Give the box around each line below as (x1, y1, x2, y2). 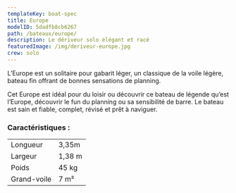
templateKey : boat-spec (7, 10, 77, 18)
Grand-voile (11, 174, 51, 184)
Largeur (11, 151, 37, 161)
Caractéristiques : (7, 123, 70, 132)
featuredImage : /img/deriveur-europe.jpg (7, 43, 131, 50)
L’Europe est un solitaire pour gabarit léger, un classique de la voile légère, (7, 68, 224, 77)
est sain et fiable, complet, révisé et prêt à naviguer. (7, 105, 158, 113)
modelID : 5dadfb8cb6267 (7, 23, 77, 30)
